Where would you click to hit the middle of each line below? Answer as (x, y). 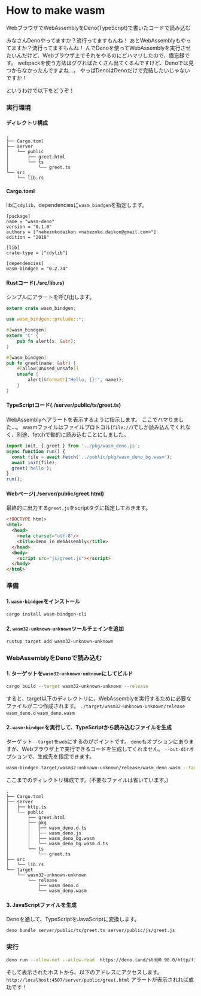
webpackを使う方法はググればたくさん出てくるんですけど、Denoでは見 (106, 63)
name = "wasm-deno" (31, 222)
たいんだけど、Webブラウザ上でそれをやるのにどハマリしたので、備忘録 (95, 55)
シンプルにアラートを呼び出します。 (51, 297)
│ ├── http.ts (26, 807)
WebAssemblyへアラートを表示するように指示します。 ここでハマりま (92, 420)
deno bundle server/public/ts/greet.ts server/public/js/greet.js (91, 931)
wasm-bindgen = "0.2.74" (37, 269)
